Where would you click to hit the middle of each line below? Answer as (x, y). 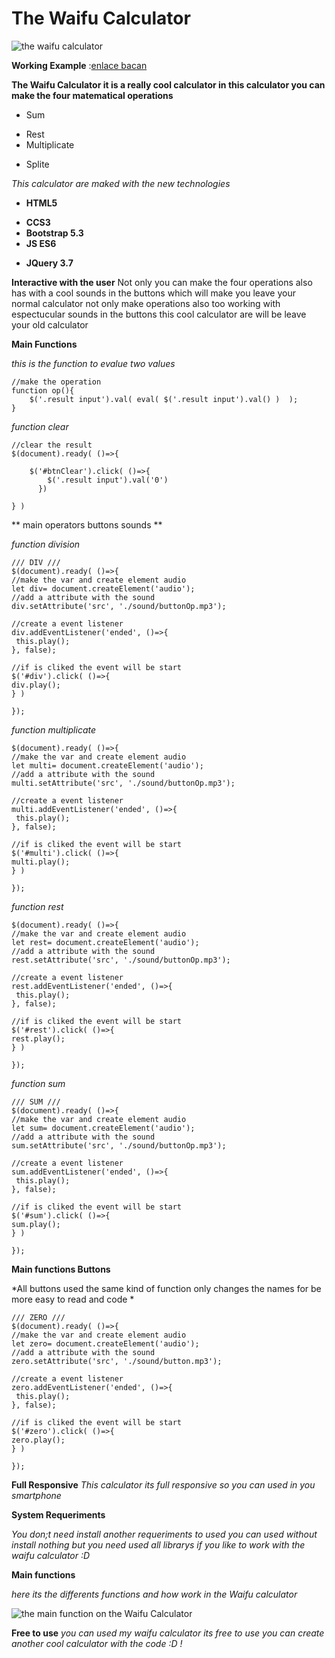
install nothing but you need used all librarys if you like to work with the (158, 1544)
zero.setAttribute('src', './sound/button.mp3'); (117, 1361)
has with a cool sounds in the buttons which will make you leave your (153, 293)
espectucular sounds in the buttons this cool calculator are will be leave (159, 314)
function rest (37, 906)
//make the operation (56, 382)
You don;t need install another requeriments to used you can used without (164, 1534)
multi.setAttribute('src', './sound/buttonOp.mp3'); (123, 783)
